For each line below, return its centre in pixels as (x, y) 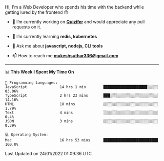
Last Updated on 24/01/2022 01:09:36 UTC (48, 153)
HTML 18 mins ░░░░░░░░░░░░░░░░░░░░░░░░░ (82, 104)
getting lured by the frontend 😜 (37, 12)
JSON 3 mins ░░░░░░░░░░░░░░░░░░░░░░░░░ (82, 121)
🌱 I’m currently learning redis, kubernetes (54, 36)
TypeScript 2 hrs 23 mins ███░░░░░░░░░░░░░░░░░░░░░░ (82, 95)
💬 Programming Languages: (31, 83)
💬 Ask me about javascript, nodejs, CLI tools (57, 46)
